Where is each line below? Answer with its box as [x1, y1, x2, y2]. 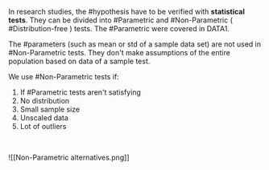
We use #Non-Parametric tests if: [8, 72, 119, 81]
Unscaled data [19, 113, 68, 123]
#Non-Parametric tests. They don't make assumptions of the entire [8, 48, 231, 57]
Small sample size [19, 104, 81, 114]
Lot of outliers [19, 122, 67, 131]
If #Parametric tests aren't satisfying [19, 87, 141, 97]
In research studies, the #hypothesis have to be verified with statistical [8, 7, 246, 16]
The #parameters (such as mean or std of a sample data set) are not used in [8, 39, 262, 49]
